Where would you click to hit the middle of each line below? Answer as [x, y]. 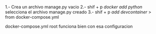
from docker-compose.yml [32, 17]
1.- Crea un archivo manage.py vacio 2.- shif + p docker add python [74, 7]
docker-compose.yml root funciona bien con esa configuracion [69, 26]
